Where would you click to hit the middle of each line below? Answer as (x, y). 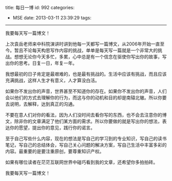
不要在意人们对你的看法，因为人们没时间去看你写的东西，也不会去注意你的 (84, 115)
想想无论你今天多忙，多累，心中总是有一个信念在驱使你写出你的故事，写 (90, 57)
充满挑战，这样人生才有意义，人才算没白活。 (52, 80)
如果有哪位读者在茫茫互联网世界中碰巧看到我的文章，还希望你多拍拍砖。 (81, 162)
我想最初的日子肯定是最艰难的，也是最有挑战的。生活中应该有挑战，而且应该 (86, 74)
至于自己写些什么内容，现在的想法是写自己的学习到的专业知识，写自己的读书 (86, 139)
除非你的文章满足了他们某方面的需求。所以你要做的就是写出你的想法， (88, 121)
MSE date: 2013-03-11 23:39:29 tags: (52, 18)
